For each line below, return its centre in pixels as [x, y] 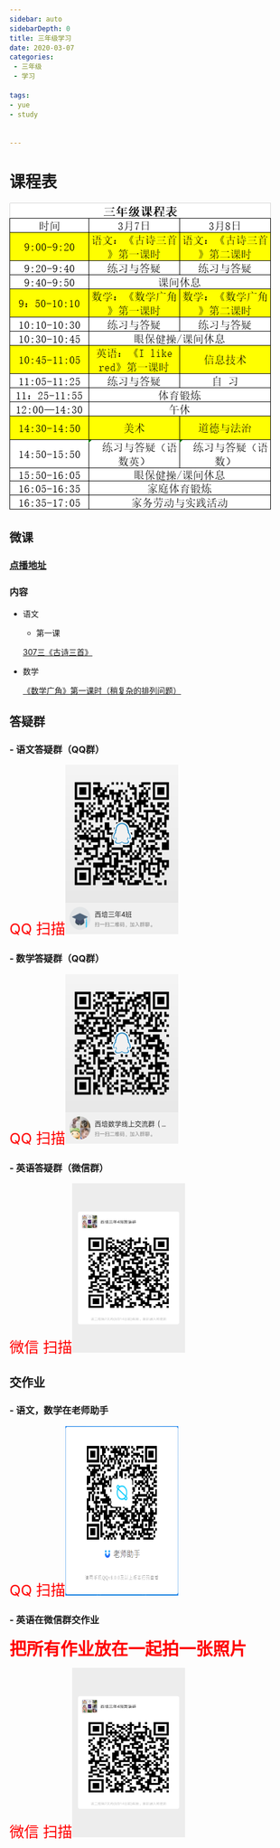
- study [24, 114]
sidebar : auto [36, 19]
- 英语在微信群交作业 [54, 1619]
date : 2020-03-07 [42, 48]
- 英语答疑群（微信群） [59, 1168]
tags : [19, 95]
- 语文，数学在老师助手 [59, 1411]
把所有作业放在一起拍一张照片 [128, 1648]
